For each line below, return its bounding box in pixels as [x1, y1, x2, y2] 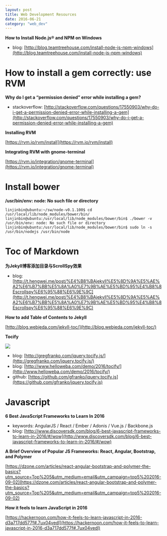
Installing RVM [5, 130, 36, 136]
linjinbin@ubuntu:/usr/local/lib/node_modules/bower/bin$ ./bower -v [5, 216, 153, 221]
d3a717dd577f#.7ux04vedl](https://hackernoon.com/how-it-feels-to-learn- [5, 520, 159, 526]
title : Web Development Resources [5, 12, 77, 17]
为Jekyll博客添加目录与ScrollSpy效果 [5, 263, 82, 269]
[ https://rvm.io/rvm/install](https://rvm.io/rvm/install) [5, 139, 113, 145]
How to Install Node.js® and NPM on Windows [5, 35, 102, 41]
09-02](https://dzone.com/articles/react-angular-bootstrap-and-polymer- [5, 479, 157, 485]
